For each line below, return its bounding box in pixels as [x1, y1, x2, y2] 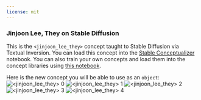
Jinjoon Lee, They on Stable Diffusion [6, 28, 119, 37]
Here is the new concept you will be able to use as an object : [6, 73, 160, 81]
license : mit [6, 8, 40, 15]
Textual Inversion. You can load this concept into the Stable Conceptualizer [6, 49, 195, 56]
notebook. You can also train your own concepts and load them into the [6, 55, 186, 62]
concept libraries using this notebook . [6, 62, 102, 69]
